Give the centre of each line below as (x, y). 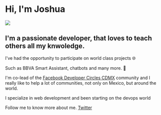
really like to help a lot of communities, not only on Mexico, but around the (81, 83)
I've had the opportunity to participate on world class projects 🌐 (71, 58)
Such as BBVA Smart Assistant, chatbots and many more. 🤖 (66, 68)
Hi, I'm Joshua (35, 9)
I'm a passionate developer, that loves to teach (79, 38)
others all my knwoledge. (45, 46)
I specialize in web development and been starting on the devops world (78, 98)
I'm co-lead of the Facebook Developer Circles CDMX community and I (78, 78)
